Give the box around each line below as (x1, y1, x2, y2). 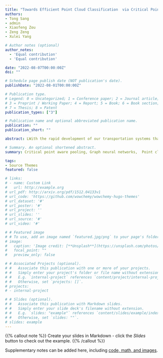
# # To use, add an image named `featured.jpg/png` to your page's (5, 234, 145, 239)
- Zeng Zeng (5, 30, 29, 34)
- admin (5, 20, 21, 26)
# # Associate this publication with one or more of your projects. (5, 266, 151, 271)
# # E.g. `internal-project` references (5, 275, 92, 279)
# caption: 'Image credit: (5, 244, 64, 248)
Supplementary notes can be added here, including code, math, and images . (5, 347, 158, 353)
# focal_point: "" (5, 248, 47, 253)
